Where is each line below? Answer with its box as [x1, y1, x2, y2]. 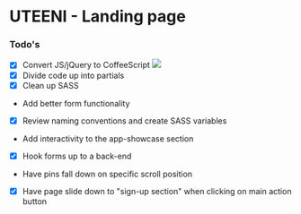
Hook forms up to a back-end [22, 150, 132, 161]
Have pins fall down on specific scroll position [22, 168, 193, 179]
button [22, 195, 48, 207]
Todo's [9, 39, 40, 51]
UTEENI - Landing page [9, 6, 186, 27]
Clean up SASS [22, 80, 79, 90]
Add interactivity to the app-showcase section [22, 133, 194, 144]
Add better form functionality [22, 98, 130, 108]
